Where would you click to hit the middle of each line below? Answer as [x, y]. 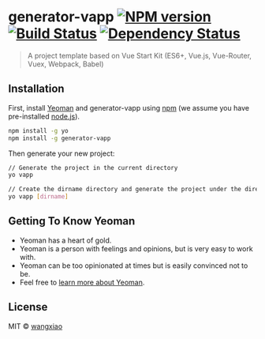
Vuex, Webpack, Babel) [65, 64]
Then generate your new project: [62, 153]
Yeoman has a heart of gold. [65, 240]
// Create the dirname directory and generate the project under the [125, 190]
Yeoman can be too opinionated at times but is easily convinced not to [134, 266]
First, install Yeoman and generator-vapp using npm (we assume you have [129, 107]
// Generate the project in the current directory [93, 168]
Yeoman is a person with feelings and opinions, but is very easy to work [136, 248]
